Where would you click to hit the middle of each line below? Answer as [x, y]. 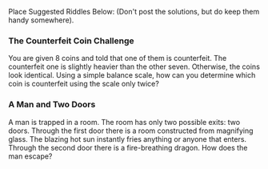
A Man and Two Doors [52, 105]
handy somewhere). [41, 20]
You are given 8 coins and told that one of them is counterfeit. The [118, 58]
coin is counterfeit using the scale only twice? [84, 84]
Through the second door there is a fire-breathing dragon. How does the [128, 147]
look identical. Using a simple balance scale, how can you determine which [132, 75]
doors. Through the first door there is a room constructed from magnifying [131, 131]
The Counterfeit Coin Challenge [71, 41]
